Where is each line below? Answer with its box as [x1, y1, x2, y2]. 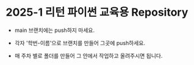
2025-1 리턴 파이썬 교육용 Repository [5, 5, 189, 19]
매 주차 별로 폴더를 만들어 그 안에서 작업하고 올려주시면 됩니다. [14, 52, 163, 59]
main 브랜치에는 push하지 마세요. [14, 26, 95, 34]
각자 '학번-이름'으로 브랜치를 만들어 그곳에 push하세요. [14, 39, 146, 46]
